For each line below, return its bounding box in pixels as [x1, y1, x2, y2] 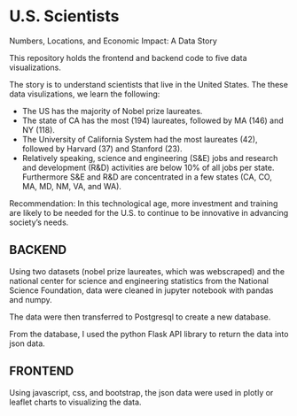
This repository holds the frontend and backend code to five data [9, 52, 247, 63]
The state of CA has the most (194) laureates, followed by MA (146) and [21, 115, 284, 126]
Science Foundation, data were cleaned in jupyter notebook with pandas [9, 285, 274, 296]
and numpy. [9, 294, 53, 304]
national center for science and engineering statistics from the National [9, 275, 269, 286]
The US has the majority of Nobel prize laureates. [21, 105, 203, 116]
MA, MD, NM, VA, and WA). [21, 181, 122, 191]
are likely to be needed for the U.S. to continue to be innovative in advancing [9, 207, 289, 218]
